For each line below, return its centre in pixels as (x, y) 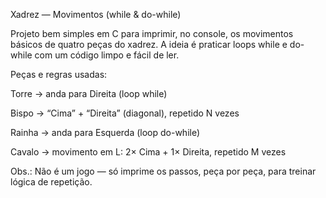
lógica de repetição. (51, 182)
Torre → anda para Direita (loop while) (89, 93)
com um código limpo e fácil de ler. (107, 55)
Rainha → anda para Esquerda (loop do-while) (105, 132)
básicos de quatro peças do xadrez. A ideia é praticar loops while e (149, 44)
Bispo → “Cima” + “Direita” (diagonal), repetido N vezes (125, 113)
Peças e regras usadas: (59, 74)
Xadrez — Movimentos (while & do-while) (96, 14)
